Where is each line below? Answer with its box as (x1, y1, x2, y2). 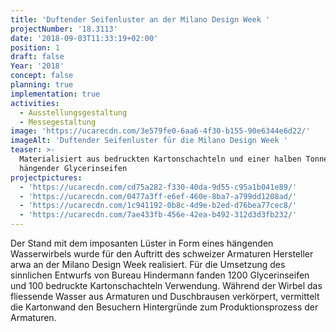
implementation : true (10, 89, 101, 99)
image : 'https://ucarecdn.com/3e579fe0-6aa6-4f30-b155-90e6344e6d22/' (10, 126, 311, 136)
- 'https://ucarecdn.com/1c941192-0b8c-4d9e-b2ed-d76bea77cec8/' (19, 201, 298, 211)
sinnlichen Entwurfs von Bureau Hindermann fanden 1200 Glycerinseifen (10, 269, 310, 281)
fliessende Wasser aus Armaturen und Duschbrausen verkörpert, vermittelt (10, 291, 320, 302)
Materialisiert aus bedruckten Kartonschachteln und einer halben (19, 154, 302, 164)
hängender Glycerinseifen (19, 163, 128, 173)
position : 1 (10, 42, 60, 53)
